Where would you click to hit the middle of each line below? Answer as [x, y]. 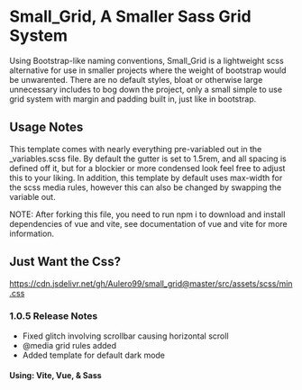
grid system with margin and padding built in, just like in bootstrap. [133, 99]
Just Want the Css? [65, 262]
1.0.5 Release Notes [54, 316]
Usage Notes [46, 127]
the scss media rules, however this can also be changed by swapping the [146, 187]
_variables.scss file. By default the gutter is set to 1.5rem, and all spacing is [148, 159]
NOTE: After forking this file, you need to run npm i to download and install [147, 214]
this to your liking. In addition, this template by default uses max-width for [146, 177]
